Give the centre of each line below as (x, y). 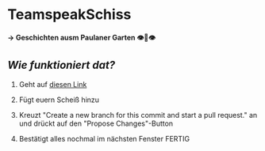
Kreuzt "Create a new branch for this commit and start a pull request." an (138, 115)
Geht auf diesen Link (53, 84)
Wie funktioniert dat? (61, 65)
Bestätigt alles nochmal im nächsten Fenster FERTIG (104, 138)
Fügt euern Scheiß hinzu (59, 100)
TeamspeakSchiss (69, 15)
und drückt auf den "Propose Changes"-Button (96, 123)
